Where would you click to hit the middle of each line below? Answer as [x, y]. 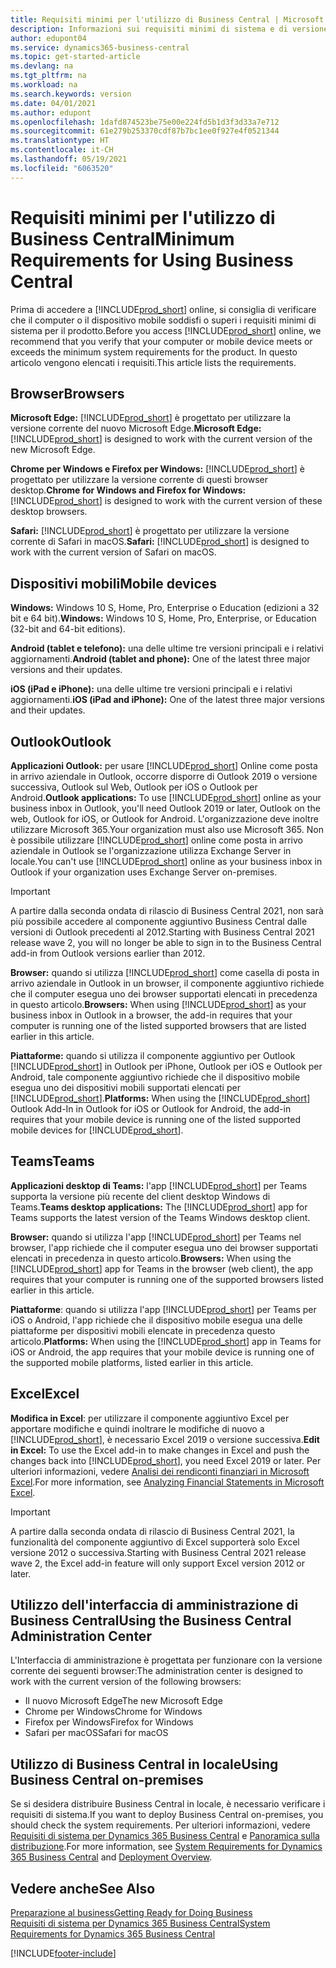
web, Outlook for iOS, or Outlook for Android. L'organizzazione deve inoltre [164, 819]
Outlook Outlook [61, 741]
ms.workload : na [44, 85]
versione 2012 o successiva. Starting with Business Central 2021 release [158, 1552]
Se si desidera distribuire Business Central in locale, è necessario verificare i [168, 1804]
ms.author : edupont [51, 112]
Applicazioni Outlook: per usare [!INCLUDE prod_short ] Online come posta [164, 765]
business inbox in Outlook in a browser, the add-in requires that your [151, 1015]
